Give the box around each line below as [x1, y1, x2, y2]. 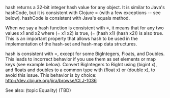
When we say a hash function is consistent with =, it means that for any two [5, 25, 164, 31]
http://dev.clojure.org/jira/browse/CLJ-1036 [5, 78, 97, 83]
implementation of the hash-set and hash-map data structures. [5, 41, 137, 47]
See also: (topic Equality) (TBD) [5, 87, 71, 93]
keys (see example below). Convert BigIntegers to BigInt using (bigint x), [5, 62, 157, 67]
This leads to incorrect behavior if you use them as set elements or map [5, 56, 156, 62]
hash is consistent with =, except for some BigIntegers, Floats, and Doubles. [5, 51, 165, 57]
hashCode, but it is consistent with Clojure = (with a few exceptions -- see [5, 10, 161, 16]
